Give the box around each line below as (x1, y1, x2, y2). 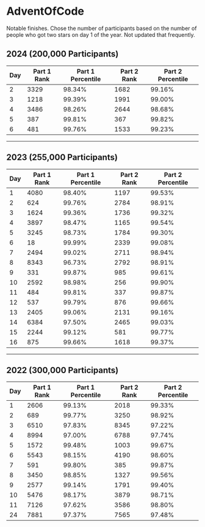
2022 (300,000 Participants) (6, 365, 119, 375)
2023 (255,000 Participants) (6, 152, 118, 163)
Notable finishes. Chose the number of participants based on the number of (6, 25, 197, 32)
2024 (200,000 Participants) (6, 49, 119, 59)
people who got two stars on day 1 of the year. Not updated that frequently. (6, 31, 195, 38)
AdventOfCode (6, 4, 84, 18)
